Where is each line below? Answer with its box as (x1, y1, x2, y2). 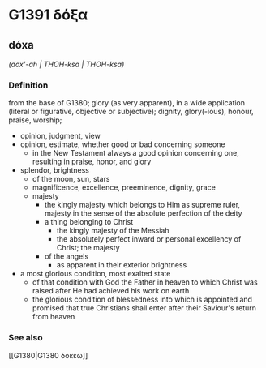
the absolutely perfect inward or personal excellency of (56, 234, 242, 244)
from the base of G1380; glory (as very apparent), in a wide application (8, 98, 246, 108)
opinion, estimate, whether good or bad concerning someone (19, 139, 225, 149)
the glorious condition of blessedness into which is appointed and (32, 294, 253, 305)
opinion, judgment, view (19, 131, 101, 141)
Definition (8, 79, 49, 91)
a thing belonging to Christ (44, 217, 134, 227)
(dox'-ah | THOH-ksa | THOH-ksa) (8, 59, 125, 69)
